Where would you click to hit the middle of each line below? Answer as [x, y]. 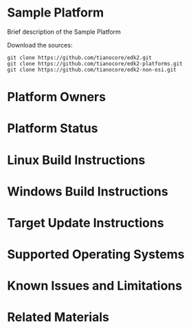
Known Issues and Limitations [95, 286]
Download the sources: [40, 45]
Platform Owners [57, 97]
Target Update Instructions [86, 223]
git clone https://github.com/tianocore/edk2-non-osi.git [92, 70]
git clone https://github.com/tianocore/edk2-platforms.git [95, 63]
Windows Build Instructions [88, 191]
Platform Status [53, 128]
